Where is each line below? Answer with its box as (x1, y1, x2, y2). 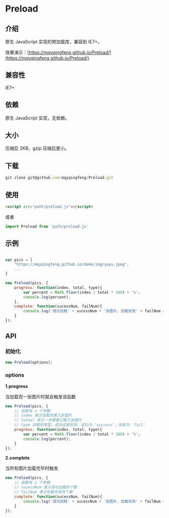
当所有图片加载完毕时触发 (5, 465, 58, 472)
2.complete (5, 455, 30, 461)
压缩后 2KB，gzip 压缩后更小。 (5, 145, 69, 151)
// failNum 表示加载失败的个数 (14, 490, 73, 495)
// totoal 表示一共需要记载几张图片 (14, 418, 82, 423)
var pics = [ (5, 257, 33, 262)
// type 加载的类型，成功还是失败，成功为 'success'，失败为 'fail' (14, 422, 146, 428)
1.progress (5, 383, 28, 389)
